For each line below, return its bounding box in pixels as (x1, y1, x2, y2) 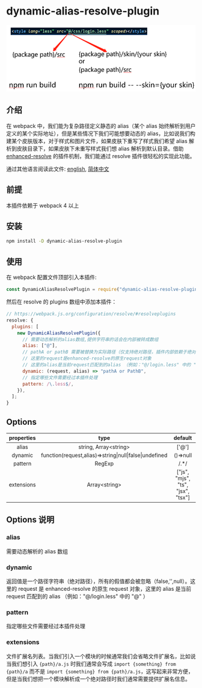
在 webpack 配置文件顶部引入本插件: (6, 273, 97, 281)
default (173, 435, 192, 442)
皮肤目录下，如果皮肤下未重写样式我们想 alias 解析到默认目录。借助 (16, 145, 184, 152)
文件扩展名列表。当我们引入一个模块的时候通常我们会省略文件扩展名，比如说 (6, 652, 196, 660)
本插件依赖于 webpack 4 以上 (6, 202, 79, 209)
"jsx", (176, 488, 190, 495)
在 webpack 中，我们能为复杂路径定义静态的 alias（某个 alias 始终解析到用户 (6, 122, 196, 129)
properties (8, 435, 36, 442)
